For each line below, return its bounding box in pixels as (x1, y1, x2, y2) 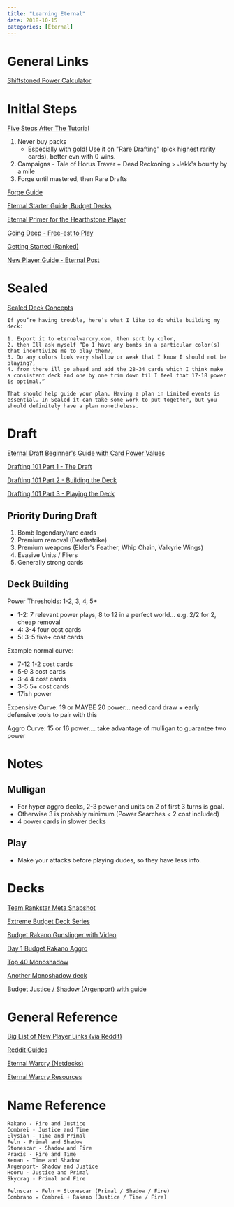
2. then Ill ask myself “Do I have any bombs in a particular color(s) (7, 342, 220, 349)
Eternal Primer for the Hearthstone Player (7, 215, 126, 224)
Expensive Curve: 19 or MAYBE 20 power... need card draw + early (7, 703, 200, 711)
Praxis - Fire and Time (7, 1151, 77, 1158)
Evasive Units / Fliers (17, 550, 78, 559)
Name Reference (7, 1097, 107, 1113)
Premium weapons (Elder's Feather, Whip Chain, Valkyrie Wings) (17, 543, 204, 551)
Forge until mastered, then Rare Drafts (17, 175, 128, 183)
